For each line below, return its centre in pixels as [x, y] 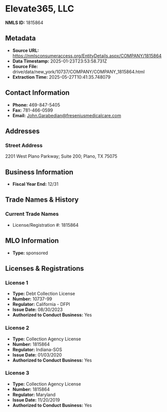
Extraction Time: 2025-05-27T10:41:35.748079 [61, 77]
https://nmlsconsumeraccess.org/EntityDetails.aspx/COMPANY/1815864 [87, 56]
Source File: [25, 66]
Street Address [24, 145]
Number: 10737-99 [32, 299]
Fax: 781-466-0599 [33, 110]
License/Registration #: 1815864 [45, 225]
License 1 [17, 282]
